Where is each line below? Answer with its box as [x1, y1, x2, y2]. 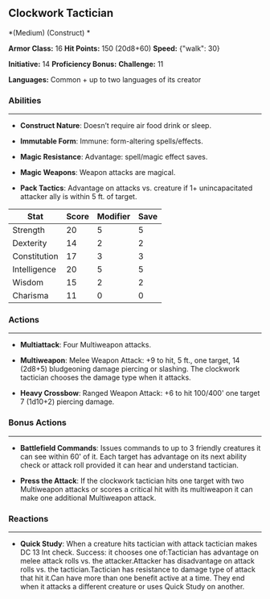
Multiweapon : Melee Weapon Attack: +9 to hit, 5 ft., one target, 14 [19, 356, 240, 365]
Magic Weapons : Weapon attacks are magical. [19, 168, 176, 177]
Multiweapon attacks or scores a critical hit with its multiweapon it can [19, 484, 253, 494]
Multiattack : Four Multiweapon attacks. [19, 340, 151, 350]
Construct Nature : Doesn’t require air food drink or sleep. [19, 121, 211, 131]
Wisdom [12, 277, 44, 289]
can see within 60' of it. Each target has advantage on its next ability [19, 451, 247, 461]
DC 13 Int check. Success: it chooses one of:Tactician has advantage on [19, 547, 259, 557]
